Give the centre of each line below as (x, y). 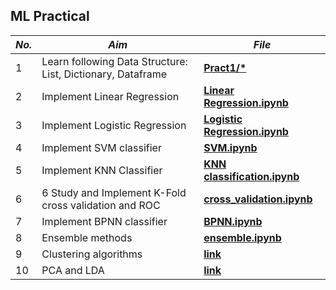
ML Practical (50, 16)
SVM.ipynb (230, 147)
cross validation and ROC (101, 205)
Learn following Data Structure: (114, 61)
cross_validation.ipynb (258, 199)
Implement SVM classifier (101, 147)
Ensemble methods (87, 237)
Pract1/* (225, 67)
